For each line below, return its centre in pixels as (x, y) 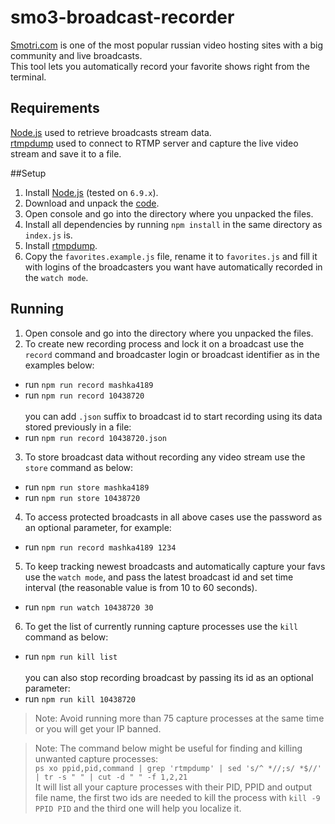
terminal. (28, 77)
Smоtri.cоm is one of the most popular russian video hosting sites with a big (167, 45)
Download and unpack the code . (92, 203)
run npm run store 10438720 (82, 497)
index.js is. (48, 235)
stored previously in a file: (78, 427)
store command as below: (79, 467)
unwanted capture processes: (96, 758)
